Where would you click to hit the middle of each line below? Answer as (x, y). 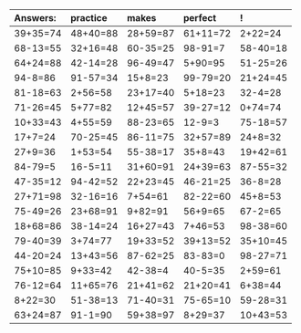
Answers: (35, 18)
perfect (200, 18)
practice (89, 18)
